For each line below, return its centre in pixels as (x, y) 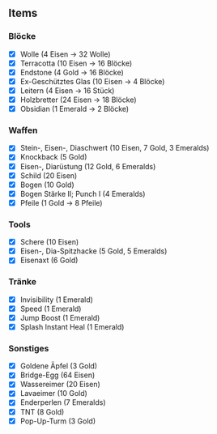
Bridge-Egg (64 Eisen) (57, 375)
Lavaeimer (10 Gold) (53, 394)
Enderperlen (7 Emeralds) (63, 402)
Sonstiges (29, 348)
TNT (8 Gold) (42, 411)
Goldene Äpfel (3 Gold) (59, 366)
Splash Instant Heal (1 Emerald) (72, 326)
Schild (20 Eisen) (49, 175)
